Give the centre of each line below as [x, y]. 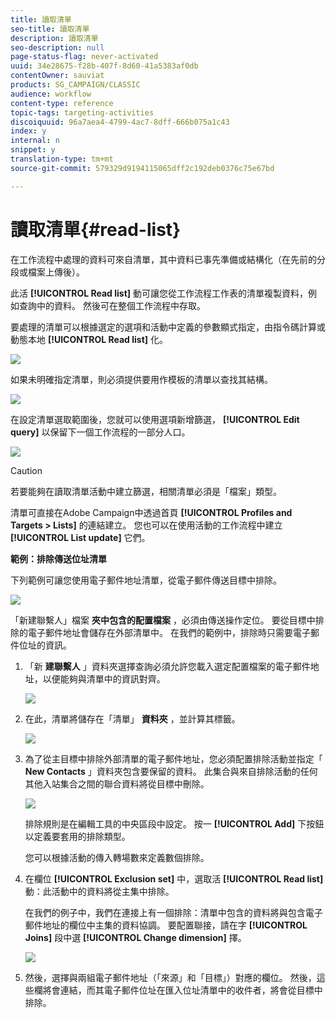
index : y [28, 131]
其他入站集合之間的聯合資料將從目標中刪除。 [117, 783]
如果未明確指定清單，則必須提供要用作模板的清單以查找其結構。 [141, 379]
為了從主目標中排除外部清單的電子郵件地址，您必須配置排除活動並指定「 [173, 758]
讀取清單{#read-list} [96, 229]
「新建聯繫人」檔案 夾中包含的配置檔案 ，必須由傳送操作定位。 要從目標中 [163, 620]
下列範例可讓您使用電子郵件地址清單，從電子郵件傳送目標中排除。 [146, 580]
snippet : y [33, 150]
